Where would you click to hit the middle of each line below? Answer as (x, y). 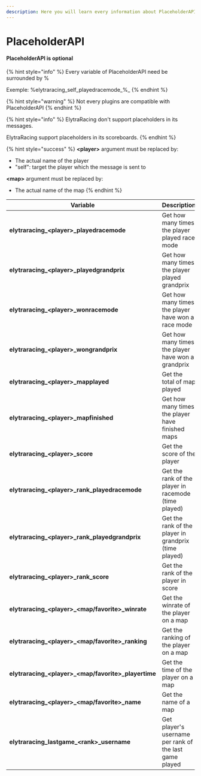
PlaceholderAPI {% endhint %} (44, 108)
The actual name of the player (52, 161)
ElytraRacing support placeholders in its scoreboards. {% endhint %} (91, 137)
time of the (177, 670)
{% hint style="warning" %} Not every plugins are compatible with (88, 101)
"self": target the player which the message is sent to (80, 167)
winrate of (176, 606)
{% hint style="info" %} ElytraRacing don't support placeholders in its (92, 119)
